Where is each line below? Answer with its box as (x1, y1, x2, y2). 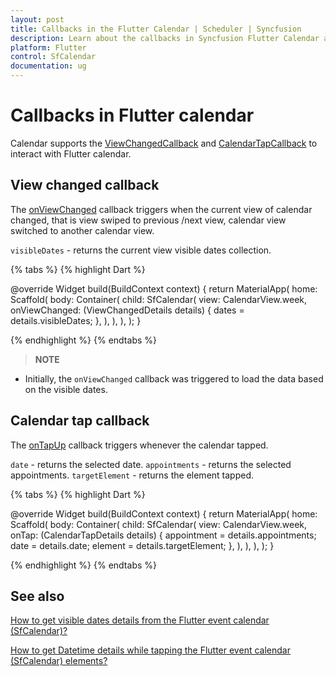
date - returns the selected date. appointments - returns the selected (10, 458, 292, 470)
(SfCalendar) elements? (10, 655, 108, 667)
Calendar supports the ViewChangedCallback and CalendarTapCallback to (10, 137, 318, 149)
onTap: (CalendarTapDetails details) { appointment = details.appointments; (10, 529, 317, 541)
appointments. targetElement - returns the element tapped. (10, 469, 255, 481)
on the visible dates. (24, 383, 108, 395)
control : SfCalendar (10, 52, 97, 62)
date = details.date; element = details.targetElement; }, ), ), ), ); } (10, 539, 275, 551)
